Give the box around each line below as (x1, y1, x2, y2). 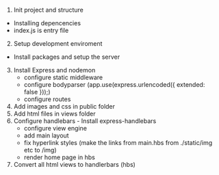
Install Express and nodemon (13, 66, 96, 74)
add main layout (23, 131, 70, 139)
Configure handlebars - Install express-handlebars (13, 117, 157, 125)
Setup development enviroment (13, 40, 103, 47)
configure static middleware (23, 73, 103, 81)
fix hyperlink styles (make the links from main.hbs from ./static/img (23, 139, 213, 146)
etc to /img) (23, 146, 57, 154)
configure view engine (23, 124, 88, 132)
